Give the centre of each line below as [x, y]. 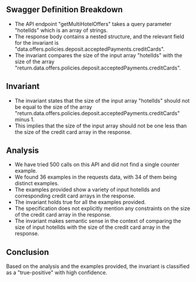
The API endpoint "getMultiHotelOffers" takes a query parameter [93, 24]
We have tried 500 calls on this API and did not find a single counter [97, 165]
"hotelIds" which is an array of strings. [61, 30]
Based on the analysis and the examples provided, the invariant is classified [98, 266]
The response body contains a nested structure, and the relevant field [99, 36]
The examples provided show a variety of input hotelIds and [87, 190]
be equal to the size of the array [53, 107]
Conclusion [28, 252]
